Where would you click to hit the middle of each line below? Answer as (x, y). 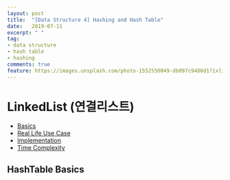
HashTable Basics (46, 169)
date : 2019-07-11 (35, 26)
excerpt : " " (26, 33)
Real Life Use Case (43, 133)
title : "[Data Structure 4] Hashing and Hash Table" (86, 20)
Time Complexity (41, 148)
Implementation (39, 140)
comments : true (29, 64)
